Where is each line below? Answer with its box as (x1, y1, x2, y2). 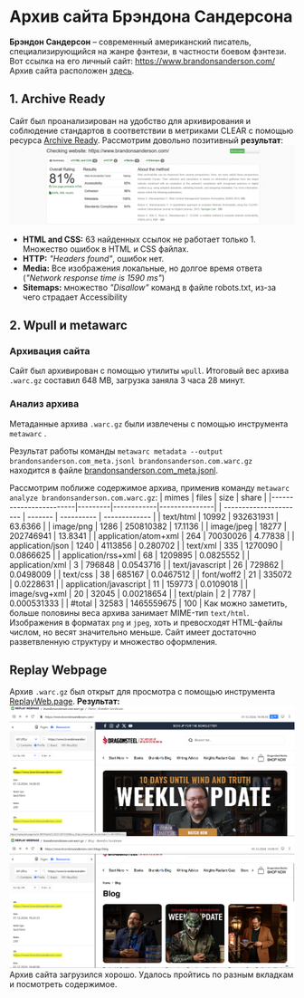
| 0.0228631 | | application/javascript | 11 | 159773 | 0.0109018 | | (9, 578, 249, 590)
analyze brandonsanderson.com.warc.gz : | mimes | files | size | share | (9, 492, 267, 503)
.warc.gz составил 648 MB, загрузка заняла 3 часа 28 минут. (9, 375, 246, 386)
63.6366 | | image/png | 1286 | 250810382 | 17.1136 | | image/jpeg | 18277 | (9, 521, 287, 532)
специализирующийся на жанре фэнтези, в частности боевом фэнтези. (9, 45, 287, 56)
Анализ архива (9, 398, 80, 410)
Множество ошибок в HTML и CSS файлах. (22, 243, 189, 254)
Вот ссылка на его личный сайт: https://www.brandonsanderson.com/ (9, 55, 276, 66)
